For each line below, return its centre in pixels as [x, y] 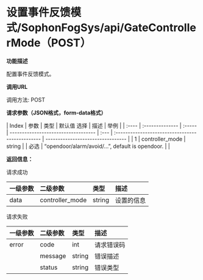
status [49, 267]
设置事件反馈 [39, 12]
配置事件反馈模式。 [30, 74]
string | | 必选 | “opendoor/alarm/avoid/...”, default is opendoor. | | [88, 146]
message [53, 256]
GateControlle [160, 28]
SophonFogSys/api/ [73, 28]
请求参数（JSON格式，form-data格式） [56, 113]
